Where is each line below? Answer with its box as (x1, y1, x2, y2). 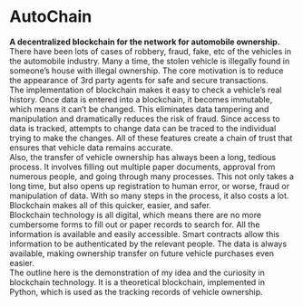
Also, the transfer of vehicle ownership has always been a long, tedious (9, 151, 277, 162)
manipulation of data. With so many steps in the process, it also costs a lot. (9, 190, 289, 201)
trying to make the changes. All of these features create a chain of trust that (9, 132, 293, 143)
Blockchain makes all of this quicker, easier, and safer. (9, 199, 211, 210)
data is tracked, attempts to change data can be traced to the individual (9, 122, 277, 133)
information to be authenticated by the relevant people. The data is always (9, 238, 288, 249)
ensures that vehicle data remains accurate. (9, 142, 173, 153)
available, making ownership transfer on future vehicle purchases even (9, 247, 275, 259)
